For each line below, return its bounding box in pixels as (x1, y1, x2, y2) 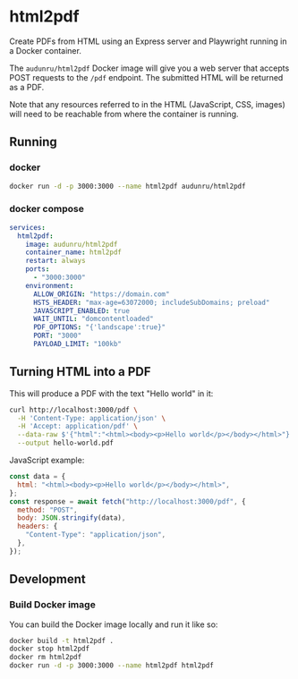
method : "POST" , (17, 505, 78, 514)
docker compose (9, 203, 85, 216)
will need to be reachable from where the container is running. (9, 108, 239, 119)
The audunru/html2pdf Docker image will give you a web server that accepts (9, 63, 290, 73)
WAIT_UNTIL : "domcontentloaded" (32, 315, 154, 324)
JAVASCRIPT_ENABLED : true (32, 306, 130, 315)
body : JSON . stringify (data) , (17, 513, 126, 522)
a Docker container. (9, 45, 82, 55)
